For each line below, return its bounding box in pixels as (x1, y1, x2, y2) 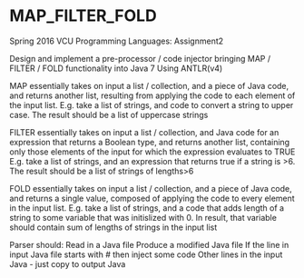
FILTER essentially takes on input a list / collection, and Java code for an (9, 126, 279, 137)
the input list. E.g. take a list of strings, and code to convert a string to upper (9, 99, 294, 110)
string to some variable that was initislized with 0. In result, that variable (9, 212, 277, 223)
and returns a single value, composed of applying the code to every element (9, 193, 295, 204)
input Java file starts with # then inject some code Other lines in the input (9, 249, 283, 260)
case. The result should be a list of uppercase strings (9, 109, 209, 120)
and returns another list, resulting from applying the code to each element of (9, 90, 296, 101)
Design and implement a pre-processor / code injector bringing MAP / (9, 53, 270, 64)
